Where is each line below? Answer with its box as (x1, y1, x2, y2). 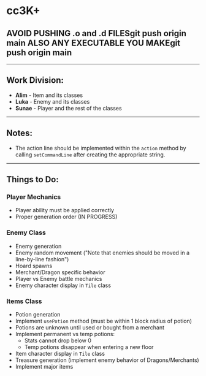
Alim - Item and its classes (15, 91, 83, 99)
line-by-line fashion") (15, 255, 69, 263)
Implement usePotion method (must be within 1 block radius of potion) (15, 317, 192, 324)
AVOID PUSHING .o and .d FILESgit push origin (6, 28, 187, 39)
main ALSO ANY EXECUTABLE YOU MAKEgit (6, 37, 181, 48)
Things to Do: (6, 174, 59, 185)
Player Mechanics (6, 193, 61, 201)
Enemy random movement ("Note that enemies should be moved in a (15, 249, 190, 256)
